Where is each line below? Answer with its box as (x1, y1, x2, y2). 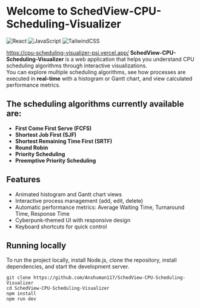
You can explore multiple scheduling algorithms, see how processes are (6, 68, 186, 75)
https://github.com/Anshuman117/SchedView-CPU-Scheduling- (33, 275, 186, 281)
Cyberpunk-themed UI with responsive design (15, 216, 131, 224)
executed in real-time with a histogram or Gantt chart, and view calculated (6, 75, 193, 82)
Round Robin (15, 144, 48, 151)
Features (6, 174, 41, 185)
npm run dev (6, 296, 36, 302)
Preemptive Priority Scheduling (15, 157, 96, 164)
